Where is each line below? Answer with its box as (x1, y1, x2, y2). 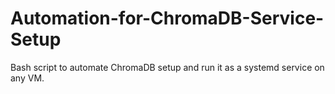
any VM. (10, 72, 45, 84)
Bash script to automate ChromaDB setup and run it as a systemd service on (10, 61, 325, 73)
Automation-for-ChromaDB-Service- (10, 7, 325, 30)
